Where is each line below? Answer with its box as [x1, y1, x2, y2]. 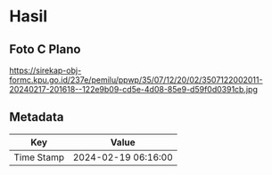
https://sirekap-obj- [9, 65, 82, 76]
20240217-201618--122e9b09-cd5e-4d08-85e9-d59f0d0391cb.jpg [9, 84, 259, 94]
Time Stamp [13, 151, 65, 163]
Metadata [9, 109, 64, 125]
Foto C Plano [9, 42, 81, 57]
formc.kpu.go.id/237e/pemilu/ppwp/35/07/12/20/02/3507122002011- [9, 75, 263, 85]
